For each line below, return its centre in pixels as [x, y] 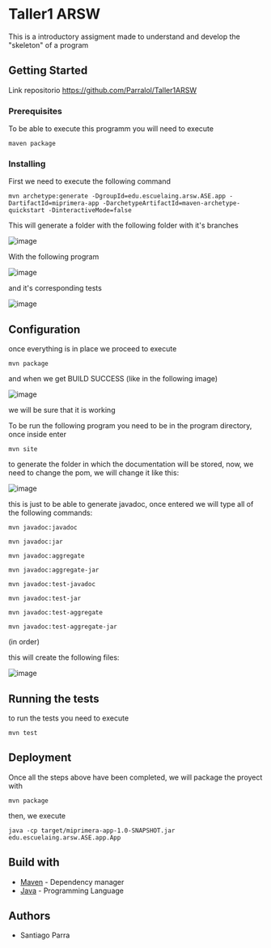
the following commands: [51, 513]
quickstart [27, 210]
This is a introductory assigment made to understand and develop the [125, 36]
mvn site [23, 449]
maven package [32, 144]
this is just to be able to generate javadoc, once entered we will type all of [131, 504]
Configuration [44, 329]
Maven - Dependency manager [72, 882]
